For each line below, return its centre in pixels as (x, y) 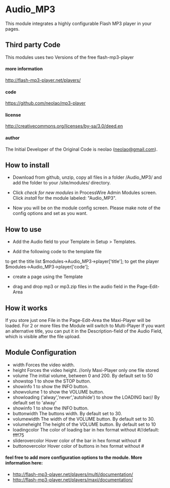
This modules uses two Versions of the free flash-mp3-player (70, 57)
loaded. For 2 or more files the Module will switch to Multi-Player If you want (85, 326)
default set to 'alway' (35, 402)
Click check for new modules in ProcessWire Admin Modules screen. (85, 193)
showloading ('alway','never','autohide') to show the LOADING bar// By (86, 397)
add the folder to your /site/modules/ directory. (62, 183)
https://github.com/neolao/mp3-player (46, 103)
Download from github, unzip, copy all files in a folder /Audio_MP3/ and (87, 177)
